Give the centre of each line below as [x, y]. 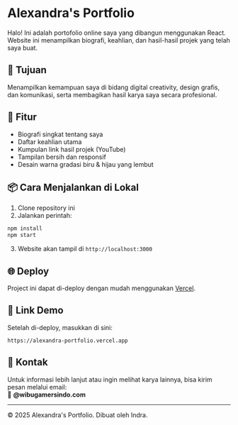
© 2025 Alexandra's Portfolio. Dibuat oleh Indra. [78, 415]
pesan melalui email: [37, 387]
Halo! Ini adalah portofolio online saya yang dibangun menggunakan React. [117, 33]
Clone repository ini [46, 208]
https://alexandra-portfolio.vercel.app [68, 341]
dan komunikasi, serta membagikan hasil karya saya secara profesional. [112, 94]
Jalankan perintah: [45, 216]
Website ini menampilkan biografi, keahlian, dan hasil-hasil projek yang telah [119, 40]
